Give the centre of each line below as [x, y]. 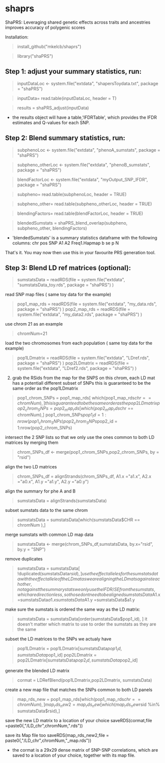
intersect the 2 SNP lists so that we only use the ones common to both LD [80, 437]
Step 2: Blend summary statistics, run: [65, 138]
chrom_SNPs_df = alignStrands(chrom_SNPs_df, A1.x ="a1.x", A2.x [84, 476]
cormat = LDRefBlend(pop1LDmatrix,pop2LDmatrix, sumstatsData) [84, 680]
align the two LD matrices [31, 466]
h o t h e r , [24, 584]
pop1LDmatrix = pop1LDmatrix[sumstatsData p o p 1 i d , [69, 649]
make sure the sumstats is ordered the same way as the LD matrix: [73, 609]
